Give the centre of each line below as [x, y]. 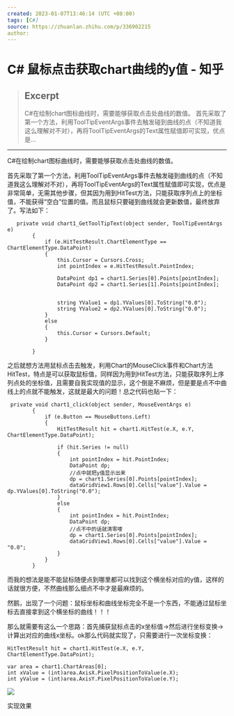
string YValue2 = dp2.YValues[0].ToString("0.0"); [132, 309]
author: [18, 33]
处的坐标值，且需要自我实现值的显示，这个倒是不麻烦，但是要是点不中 [120, 383]
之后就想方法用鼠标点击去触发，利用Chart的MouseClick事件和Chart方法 [110, 366]
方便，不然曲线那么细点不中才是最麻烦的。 [86, 589]
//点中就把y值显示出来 [97, 473]
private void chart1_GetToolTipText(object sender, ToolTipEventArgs [119, 224]
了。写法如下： [29, 210]
